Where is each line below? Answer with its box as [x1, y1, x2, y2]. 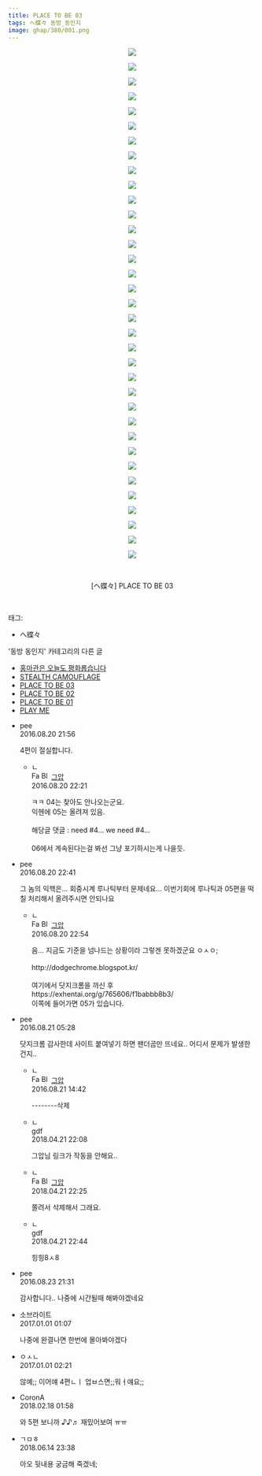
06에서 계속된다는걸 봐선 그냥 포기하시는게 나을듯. [31, 844, 186, 853]
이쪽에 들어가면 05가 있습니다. [31, 998, 124, 1009]
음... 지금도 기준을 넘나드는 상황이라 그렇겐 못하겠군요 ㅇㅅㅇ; [31, 946, 219, 955]
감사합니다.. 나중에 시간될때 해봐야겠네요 [19, 1293, 144, 1303]
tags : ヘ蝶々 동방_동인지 [8, 19, 81, 27]
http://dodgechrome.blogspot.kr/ [31, 963, 138, 972]
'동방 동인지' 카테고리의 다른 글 [8, 647, 103, 656]
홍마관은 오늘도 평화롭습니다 [19, 664, 107, 673]
